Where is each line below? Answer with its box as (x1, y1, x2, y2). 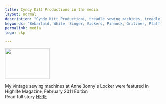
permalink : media (5, 26, 41, 31)
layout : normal (5, 12, 37, 17)
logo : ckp (5, 30, 26, 35)
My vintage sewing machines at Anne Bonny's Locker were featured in (5, 83, 149, 89)
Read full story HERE (5, 94, 47, 99)
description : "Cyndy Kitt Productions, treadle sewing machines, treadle (5, 16, 161, 21)
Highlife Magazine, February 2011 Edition (5, 88, 88, 94)
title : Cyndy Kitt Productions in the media (5, 7, 98, 12)
